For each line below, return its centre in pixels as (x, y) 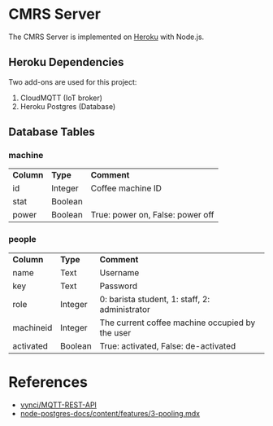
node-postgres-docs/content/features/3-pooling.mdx (110, 413)
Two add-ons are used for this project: (73, 81)
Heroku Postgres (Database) (68, 106)
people (22, 239)
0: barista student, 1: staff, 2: (155, 299)
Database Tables (52, 132)
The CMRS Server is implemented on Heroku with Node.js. (106, 37)
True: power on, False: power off (152, 215)
